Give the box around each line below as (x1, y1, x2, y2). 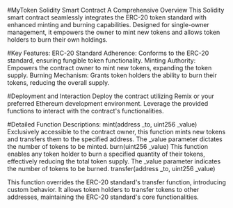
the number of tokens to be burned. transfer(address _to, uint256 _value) (7, 165, 216, 173)
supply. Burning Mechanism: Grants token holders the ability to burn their (7, 71, 217, 79)
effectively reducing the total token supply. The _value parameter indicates (7, 157, 221, 166)
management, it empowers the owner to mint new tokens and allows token (7, 28, 220, 36)
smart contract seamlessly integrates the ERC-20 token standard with (7, 13, 207, 22)
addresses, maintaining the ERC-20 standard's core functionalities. (7, 193, 200, 201)
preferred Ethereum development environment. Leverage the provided (7, 99, 209, 107)
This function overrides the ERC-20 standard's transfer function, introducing (7, 178, 226, 186)
